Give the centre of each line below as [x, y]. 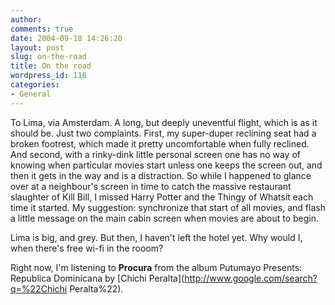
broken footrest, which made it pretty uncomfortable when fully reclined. [160, 143]
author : [26, 19]
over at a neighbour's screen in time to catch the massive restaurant [151, 186]
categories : [35, 85]
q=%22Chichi [39, 288]
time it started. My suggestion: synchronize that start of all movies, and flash [168, 207]
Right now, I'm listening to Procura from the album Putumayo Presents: [156, 267]
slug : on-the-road [48, 57]
